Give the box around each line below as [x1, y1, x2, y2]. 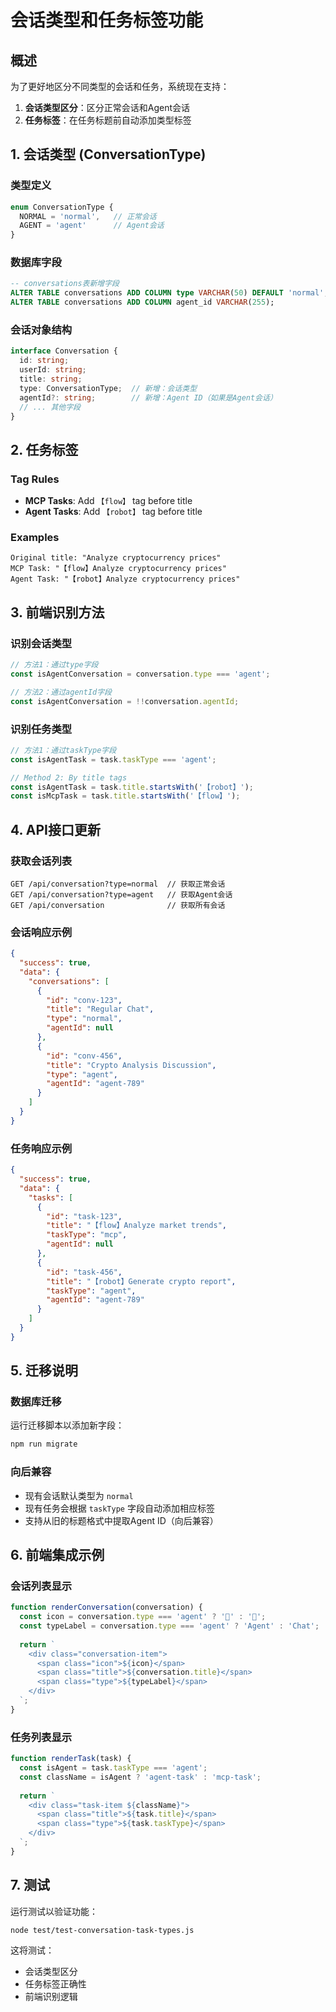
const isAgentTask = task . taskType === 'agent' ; [10, 754, 217, 765]
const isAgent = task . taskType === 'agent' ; [19, 1763, 208, 1773]
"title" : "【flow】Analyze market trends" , [46, 1221, 227, 1231]
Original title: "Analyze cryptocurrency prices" [10, 553, 222, 563]
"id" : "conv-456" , [46, 1051, 123, 1061]
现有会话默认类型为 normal [24, 1489, 134, 1501]
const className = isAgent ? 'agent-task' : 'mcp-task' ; [19, 1772, 262, 1782]
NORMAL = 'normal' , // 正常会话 [19, 211, 157, 221]
